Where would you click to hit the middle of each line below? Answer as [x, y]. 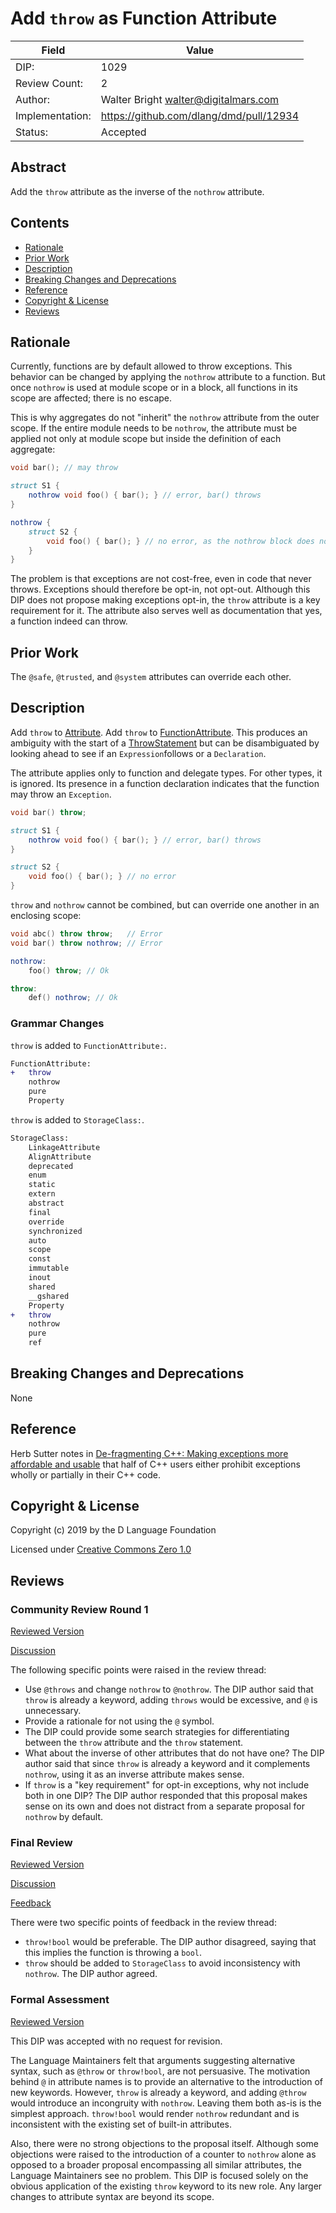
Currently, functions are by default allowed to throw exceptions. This [151, 366]
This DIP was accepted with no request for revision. [116, 2041]
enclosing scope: [46, 915]
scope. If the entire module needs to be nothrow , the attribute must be [154, 428]
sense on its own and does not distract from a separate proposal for [164, 1806]
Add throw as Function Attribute [144, 18]
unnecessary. [53, 1711]
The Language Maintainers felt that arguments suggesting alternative [153, 2060]
